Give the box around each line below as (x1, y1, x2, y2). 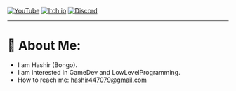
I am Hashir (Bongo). (17, 60, 78, 69)
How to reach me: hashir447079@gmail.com (17, 76, 147, 84)
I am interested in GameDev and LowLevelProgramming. (17, 68, 181, 76)
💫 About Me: (7, 38, 81, 54)
